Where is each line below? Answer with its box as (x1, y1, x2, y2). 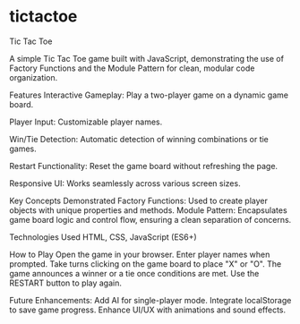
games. (9, 143, 38, 154)
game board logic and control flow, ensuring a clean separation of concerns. (9, 214, 292, 225)
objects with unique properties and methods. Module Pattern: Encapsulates (9, 204, 288, 216)
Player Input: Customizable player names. (9, 116, 163, 127)
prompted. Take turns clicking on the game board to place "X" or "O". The (9, 258, 282, 269)
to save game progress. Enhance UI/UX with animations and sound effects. (9, 304, 287, 315)
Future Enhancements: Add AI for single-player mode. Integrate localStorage (9, 294, 292, 305)
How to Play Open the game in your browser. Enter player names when (9, 249, 270, 260)
